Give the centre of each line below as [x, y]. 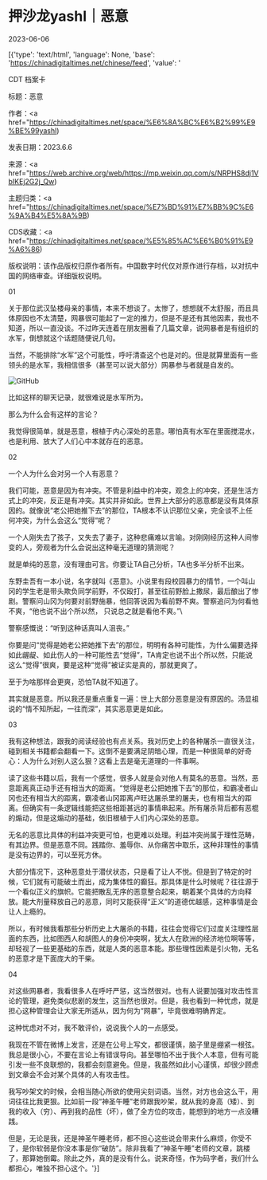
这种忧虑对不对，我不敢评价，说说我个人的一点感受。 [95, 1027]
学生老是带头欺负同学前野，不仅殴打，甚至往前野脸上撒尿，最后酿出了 [137, 591]
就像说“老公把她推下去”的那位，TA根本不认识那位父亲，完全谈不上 [137, 510]
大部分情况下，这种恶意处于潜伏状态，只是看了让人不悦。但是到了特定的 [126, 871]
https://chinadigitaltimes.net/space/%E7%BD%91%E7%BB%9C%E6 [141, 206]
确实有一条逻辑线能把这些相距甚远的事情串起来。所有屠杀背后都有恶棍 [144, 808]
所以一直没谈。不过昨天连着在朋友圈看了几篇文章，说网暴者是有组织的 [144, 328]
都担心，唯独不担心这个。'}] [54, 1168]
